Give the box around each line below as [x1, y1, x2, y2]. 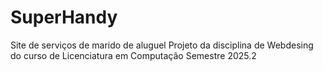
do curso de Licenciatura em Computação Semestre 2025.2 [10, 49, 257, 61]
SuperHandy [10, 6, 118, 29]
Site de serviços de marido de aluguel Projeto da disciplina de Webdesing [10, 39, 314, 51]
